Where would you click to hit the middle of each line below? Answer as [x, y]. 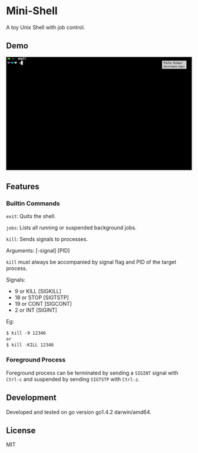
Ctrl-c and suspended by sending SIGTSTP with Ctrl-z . [73, 379]
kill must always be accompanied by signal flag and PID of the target [91, 262]
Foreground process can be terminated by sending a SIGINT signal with [92, 373]
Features [23, 187]
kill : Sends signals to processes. [47, 239]
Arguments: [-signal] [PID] [38, 251]
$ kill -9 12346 [26, 333]
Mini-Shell [32, 11]
